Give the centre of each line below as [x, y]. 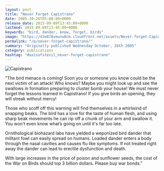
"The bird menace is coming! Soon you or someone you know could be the [80, 78]
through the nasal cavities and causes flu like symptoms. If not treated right [81, 144]
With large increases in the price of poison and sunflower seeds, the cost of [81, 158]
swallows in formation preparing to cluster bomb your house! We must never [82, 89]
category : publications [29, 50]
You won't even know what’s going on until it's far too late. [64, 124]
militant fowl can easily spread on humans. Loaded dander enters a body [78, 138]
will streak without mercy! [31, 99]
